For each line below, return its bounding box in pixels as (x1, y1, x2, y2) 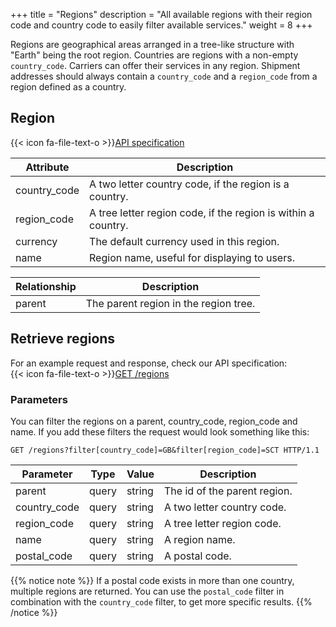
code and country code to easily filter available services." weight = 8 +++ (10, 19, 313, 31)
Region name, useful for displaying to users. (89, 250, 295, 264)
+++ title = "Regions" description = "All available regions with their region (10, 9, 313, 20)
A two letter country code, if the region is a (89, 177, 290, 191)
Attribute (25, 160, 70, 174)
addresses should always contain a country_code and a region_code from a (10, 70, 318, 82)
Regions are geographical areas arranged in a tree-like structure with (10, 39, 295, 50)
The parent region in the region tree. (85, 296, 256, 310)
